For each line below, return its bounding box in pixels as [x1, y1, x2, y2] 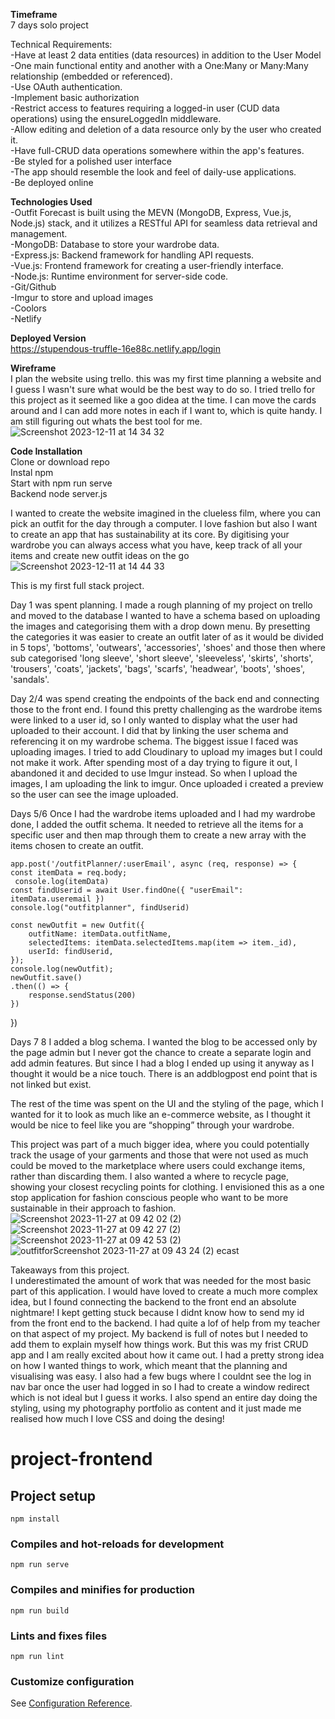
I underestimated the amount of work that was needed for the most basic [10, 1275, 312, 1286]
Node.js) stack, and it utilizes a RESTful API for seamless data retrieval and [10, 217, 318, 229]
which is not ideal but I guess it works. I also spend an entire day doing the [10, 1392, 318, 1403]
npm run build [10, 1605, 70, 1616]
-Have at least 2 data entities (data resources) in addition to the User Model [10, 49, 322, 61]
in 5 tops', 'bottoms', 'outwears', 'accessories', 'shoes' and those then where [10, 642, 326, 653]
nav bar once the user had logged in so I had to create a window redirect [10, 1381, 310, 1393]
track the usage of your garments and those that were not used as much [10, 1149, 309, 1161]
